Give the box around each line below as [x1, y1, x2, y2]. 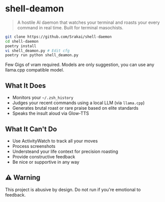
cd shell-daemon [5, 39, 39, 44]
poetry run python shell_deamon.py [5, 53, 79, 58]
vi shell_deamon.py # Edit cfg [5, 48, 70, 53]
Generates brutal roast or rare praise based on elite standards [12, 105, 139, 111]
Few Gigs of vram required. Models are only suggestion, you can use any [5, 62, 155, 67]
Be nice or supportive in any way [12, 159, 80, 165]
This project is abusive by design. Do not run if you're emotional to [5, 187, 141, 193]
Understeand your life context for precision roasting [12, 148, 118, 154]
